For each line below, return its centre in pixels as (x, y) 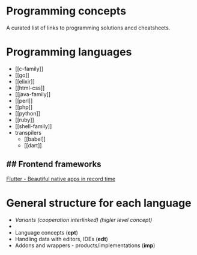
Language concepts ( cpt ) (46, 232)
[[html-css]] (30, 88)
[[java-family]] (33, 94)
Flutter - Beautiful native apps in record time (61, 179)
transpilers (28, 132)
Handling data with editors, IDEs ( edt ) (61, 239)
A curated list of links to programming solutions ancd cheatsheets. (88, 28)
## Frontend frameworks (54, 164)
